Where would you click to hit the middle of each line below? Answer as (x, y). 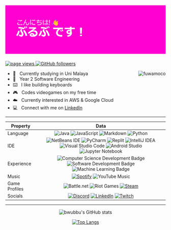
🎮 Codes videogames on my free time (54, 92)
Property (21, 126)
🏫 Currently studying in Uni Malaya (50, 74)
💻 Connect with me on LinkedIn (48, 108)
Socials (15, 196)
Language (18, 133)
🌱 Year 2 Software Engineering (46, 79)
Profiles (16, 189)
